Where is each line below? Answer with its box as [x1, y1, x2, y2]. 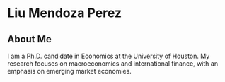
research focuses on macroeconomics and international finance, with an [7, 59, 218, 68]
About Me [7, 33, 52, 45]
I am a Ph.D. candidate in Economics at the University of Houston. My [7, 52, 210, 60]
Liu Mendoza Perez [7, 5, 122, 21]
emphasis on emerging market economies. [7, 67, 132, 75]
